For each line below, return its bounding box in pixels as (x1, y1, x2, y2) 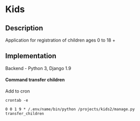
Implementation (5, 52, 57, 60)
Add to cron (5, 88, 30, 94)
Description (5, 24, 43, 32)
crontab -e (5, 98, 28, 103)
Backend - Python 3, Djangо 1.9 (5, 65, 72, 71)
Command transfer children (5, 77, 65, 83)
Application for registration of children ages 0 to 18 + (5, 37, 116, 43)
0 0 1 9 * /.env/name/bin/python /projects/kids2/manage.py (5, 107, 135, 112)
